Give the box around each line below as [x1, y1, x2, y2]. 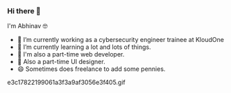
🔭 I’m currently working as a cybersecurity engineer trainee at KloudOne [17, 36, 224, 44]
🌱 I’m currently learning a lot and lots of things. [17, 43, 151, 51]
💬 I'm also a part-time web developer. [17, 50, 125, 59]
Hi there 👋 [7, 6, 42, 16]
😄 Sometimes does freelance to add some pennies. [17, 65, 166, 73]
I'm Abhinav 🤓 [7, 22, 48, 30]
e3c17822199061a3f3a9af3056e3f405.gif [7, 79, 126, 87]
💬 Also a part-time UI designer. [17, 58, 105, 66]
